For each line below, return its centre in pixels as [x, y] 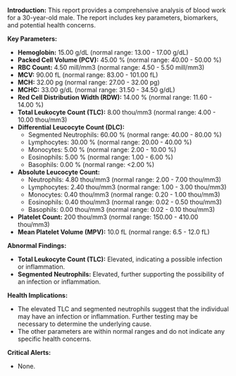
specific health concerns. [54, 339]
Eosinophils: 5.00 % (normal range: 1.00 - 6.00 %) [101, 157]
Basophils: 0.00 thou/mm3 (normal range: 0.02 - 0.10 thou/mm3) [122, 209]
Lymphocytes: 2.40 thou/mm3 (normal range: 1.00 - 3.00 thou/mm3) [127, 187]
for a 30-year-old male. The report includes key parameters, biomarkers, [113, 18]
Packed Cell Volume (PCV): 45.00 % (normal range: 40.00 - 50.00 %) [119, 60]
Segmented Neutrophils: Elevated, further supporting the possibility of [121, 274]
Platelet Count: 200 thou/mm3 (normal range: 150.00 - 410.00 [108, 217]
